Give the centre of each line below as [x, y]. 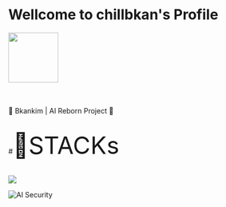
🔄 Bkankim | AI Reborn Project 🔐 [61, 110]
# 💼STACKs [64, 145]
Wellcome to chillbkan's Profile [113, 15]
